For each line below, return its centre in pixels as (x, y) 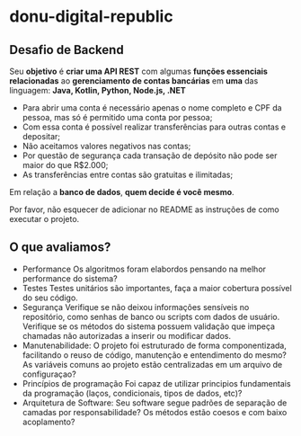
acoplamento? (49, 422)
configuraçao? (49, 374)
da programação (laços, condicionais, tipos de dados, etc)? (132, 393)
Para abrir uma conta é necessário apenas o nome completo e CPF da (152, 108)
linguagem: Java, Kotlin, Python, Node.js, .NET (97, 90)
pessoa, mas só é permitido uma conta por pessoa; (117, 117)
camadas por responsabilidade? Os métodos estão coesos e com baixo (155, 412)
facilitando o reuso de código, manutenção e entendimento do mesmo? (155, 355)
